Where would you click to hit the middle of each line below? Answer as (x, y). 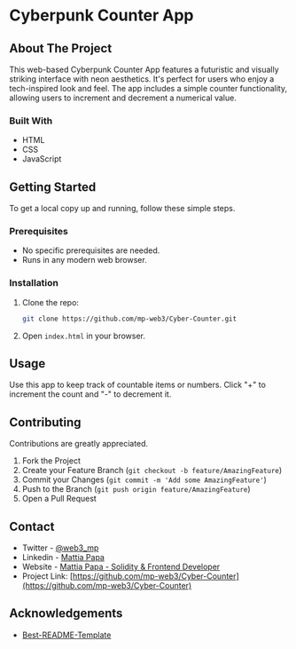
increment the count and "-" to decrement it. (90, 394)
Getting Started (53, 187)
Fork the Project (51, 461)
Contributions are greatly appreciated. (79, 444)
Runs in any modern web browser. (85, 260)
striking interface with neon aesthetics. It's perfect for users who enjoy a (142, 79)
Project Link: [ (47, 576)
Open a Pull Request (59, 499)
